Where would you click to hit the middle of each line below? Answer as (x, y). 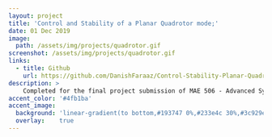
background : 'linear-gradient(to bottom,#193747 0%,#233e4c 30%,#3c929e (141, 114)
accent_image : (32, 106)
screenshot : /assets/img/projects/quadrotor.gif (92, 53)
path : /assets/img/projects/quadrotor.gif (88, 46)
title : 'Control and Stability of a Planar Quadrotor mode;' (114, 23)
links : (19, 61)
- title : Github (43, 68)
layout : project (36, 16)
